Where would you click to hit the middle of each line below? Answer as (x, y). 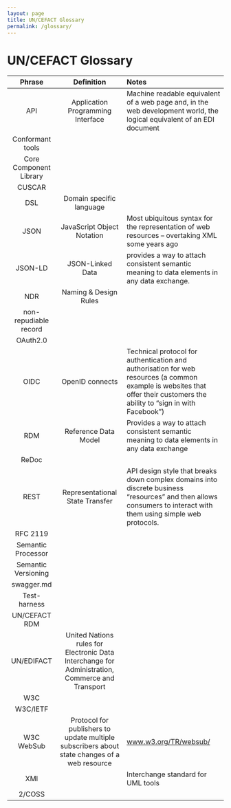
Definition (90, 82)
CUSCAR (32, 188)
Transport (90, 687)
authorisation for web (161, 369)
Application (90, 102)
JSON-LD (32, 268)
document (143, 128)
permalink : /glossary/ (40, 26)
